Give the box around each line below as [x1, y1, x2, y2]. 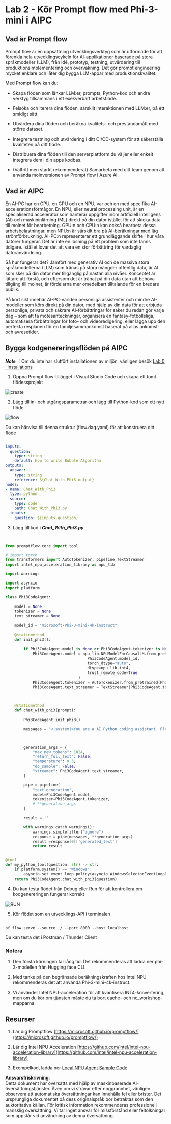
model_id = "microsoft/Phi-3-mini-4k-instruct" [14, 623, 117, 628]
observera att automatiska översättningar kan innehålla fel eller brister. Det [5, 1091, 162, 1097]
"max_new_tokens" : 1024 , [32, 749, 85, 755]
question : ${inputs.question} [14, 515, 79, 520]
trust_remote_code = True [87, 670, 138, 676]
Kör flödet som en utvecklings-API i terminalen [12, 911, 110, 917]
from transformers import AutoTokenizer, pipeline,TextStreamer [5, 557, 145, 563]
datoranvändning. [5, 249, 42, 255]
